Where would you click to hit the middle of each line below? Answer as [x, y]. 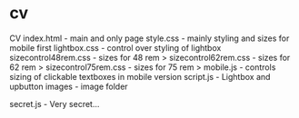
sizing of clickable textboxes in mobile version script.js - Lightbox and [140, 76]
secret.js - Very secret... [55, 103]
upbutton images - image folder [69, 86]
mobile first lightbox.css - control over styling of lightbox [115, 47]
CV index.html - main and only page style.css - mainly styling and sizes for [149, 38]
